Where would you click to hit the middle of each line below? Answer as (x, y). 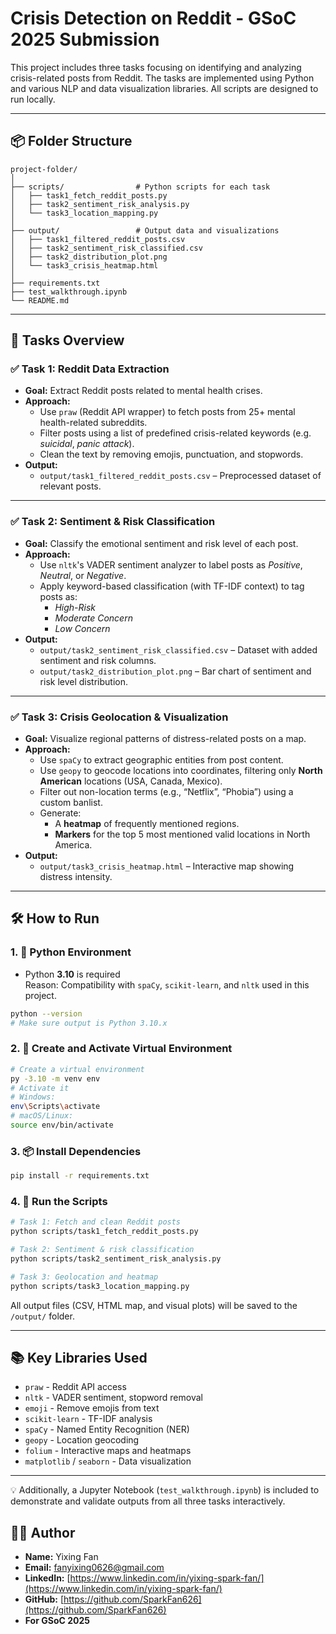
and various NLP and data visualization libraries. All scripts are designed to (164, 88)
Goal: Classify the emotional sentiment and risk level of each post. (161, 543)
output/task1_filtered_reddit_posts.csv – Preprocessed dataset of (180, 476)
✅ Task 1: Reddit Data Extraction (90, 369)
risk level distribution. (84, 681)
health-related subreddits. (93, 423)
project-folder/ (44, 169)
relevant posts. (70, 486)
